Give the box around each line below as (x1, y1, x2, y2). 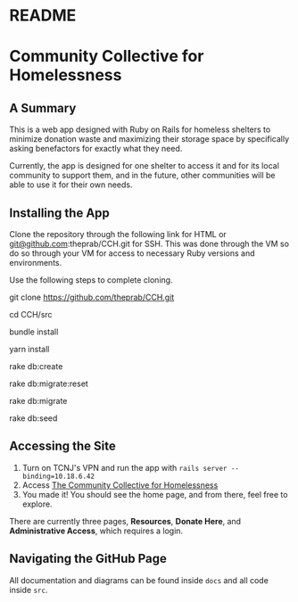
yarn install (9, 344, 50, 354)
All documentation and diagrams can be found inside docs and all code (9, 574, 269, 585)
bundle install (9, 326, 59, 337)
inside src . (9, 584, 48, 595)
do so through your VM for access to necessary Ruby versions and (9, 248, 256, 259)
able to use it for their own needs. (9, 179, 133, 190)
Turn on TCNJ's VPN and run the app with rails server (21, 462, 228, 473)
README (9, 5, 77, 26)
